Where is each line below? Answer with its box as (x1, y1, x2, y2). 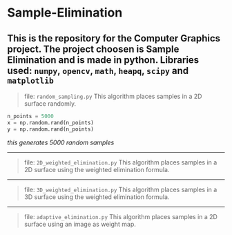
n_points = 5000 (7, 113, 54, 120)
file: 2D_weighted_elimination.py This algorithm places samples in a (23, 158, 217, 167)
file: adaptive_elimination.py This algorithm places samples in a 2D (23, 212, 217, 220)
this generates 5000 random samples (7, 138, 115, 147)
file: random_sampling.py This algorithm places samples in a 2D (23, 92, 202, 100)
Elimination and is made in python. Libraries (7, 54, 200, 66)
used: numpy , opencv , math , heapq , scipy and (7, 64, 189, 77)
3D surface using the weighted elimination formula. (23, 192, 170, 201)
